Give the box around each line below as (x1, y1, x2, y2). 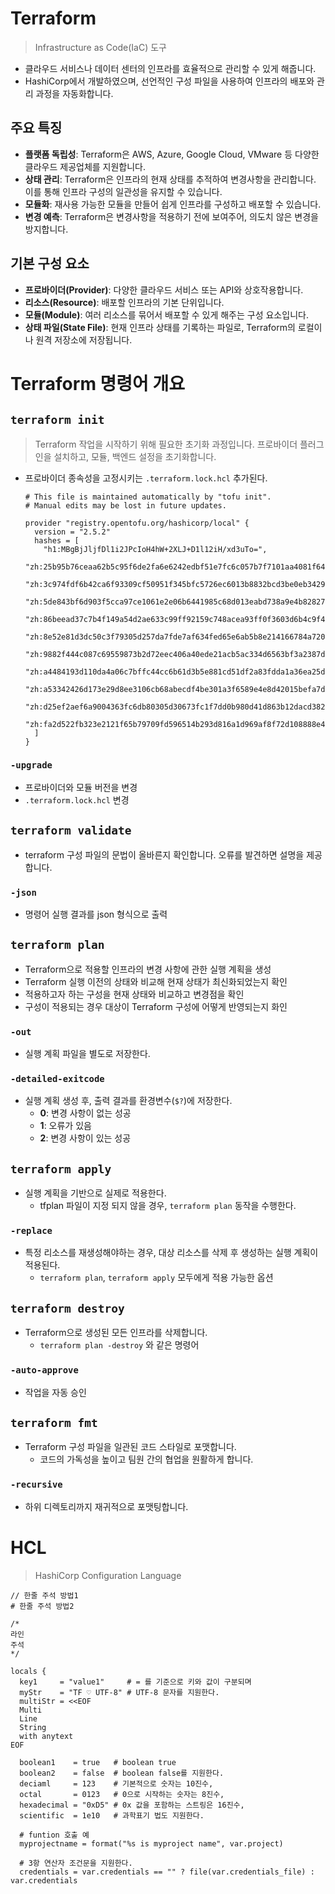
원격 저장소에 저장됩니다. (35, 333, 133, 346)
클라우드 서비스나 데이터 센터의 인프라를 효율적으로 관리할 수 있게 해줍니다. (24, 62, 317, 74)
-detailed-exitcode (10, 1073, 105, 1084)
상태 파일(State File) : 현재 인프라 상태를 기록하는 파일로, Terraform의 (24, 321, 296, 333)
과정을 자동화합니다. (35, 87, 114, 99)
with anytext (19, 1731, 74, 1741)
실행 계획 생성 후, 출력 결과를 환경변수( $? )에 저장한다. (24, 1095, 233, 1107)
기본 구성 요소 (10, 255, 90, 272)
